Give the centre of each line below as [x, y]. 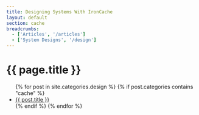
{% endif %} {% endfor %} [49, 106]
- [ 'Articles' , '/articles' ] [49, 34]
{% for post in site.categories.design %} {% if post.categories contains [104, 87]
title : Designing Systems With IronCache [60, 12]
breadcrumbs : [23, 29]
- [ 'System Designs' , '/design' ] [54, 40]
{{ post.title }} [32, 99]
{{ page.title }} [44, 70]
